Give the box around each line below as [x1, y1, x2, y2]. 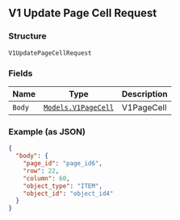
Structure [8, 31, 47, 42]
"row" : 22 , [23, 167, 60, 175]
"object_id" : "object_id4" [23, 189, 114, 197]
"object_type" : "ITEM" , [23, 181, 103, 190]
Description [121, 88, 168, 99]
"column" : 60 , [23, 174, 70, 182]
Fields [8, 68, 33, 79]
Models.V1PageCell [43, 102, 115, 112]
